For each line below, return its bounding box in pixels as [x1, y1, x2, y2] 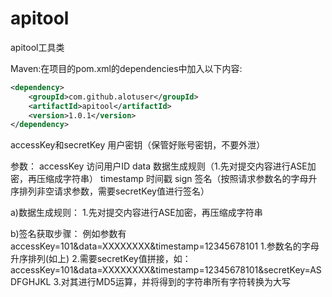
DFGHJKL [10, 276, 52, 288]
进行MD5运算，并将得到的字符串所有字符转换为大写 [78, 276, 291, 288]
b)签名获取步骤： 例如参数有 [10, 228, 127, 240]
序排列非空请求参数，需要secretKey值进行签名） [10, 185, 210, 197]
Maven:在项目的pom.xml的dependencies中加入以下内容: [10, 62, 243, 74]
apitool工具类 [10, 41, 65, 53]
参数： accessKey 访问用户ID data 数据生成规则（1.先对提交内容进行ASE [10, 160, 308, 172]
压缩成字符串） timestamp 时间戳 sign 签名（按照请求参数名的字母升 [36, 173, 318, 185]
